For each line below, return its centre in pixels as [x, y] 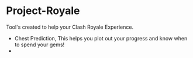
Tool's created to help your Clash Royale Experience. [70, 27]
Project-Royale [43, 11]
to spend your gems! [39, 45]
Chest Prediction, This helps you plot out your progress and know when [101, 38]
